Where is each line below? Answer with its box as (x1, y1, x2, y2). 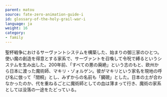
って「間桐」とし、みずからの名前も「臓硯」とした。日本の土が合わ (22, 74, 163, 80)
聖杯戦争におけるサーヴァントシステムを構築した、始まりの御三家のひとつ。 (5, 49, 162, 55)
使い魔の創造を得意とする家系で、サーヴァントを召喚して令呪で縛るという (5, 55, 158, 61)
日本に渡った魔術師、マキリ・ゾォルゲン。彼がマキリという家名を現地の (9, 68, 158, 74)
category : (5, 30, 26, 35)
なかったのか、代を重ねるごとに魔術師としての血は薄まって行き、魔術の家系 (5, 80, 162, 86)
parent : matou (5, 7, 35, 12)
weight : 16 (5, 26, 28, 31)
